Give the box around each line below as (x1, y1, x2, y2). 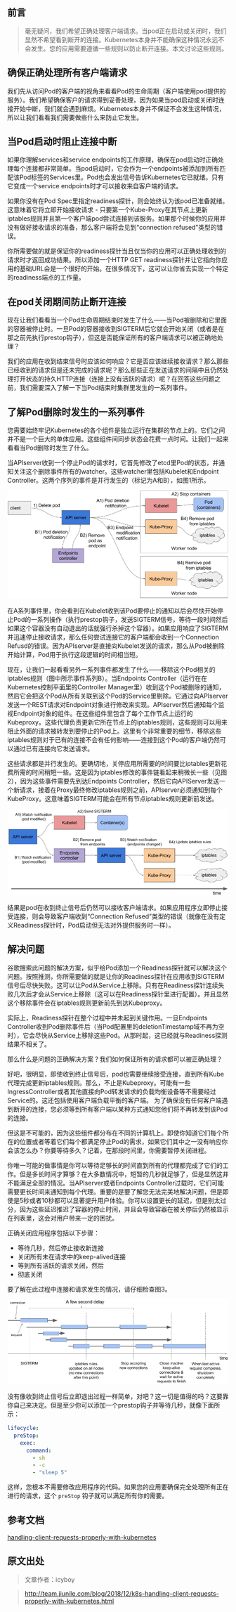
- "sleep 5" (32, 1469, 68, 1476)
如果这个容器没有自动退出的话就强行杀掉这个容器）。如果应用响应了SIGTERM (7, 624, 228, 632)
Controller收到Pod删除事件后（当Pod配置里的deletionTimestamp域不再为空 (7, 1022, 225, 1031)
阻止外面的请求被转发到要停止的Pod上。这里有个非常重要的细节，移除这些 (7, 727, 222, 735)
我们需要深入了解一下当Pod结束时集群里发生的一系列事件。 (19, 384, 191, 392)
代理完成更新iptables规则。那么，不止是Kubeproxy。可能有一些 (7, 1078, 191, 1087)
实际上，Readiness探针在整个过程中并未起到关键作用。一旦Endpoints (7, 1013, 208, 1022)
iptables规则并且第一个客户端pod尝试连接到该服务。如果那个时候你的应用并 (7, 214, 226, 223)
